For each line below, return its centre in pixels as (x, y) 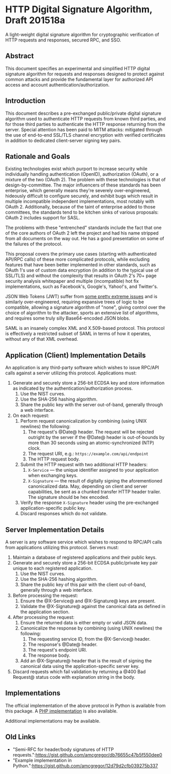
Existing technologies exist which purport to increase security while (76, 169)
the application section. (45, 612)
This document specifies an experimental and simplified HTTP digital (78, 68)
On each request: (31, 415)
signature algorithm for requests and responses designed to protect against (85, 74)
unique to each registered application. (53, 568)
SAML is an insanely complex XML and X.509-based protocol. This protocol (85, 328)
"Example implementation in (42, 760)
